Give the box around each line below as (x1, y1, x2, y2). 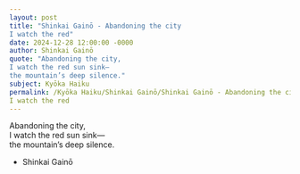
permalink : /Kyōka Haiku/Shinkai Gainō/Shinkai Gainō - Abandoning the (9, 87, 281, 96)
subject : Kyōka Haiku (9, 79, 90, 88)
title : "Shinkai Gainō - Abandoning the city (9, 21, 181, 30)
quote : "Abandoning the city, (9, 54, 122, 63)
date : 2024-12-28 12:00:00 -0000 (9, 37, 134, 47)
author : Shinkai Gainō (9, 46, 94, 55)
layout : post (9, 12, 58, 22)
